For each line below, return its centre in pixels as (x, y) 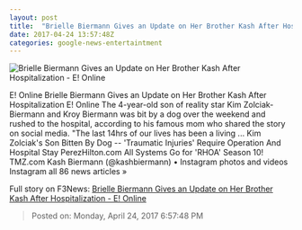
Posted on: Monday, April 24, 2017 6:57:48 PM (117, 216)
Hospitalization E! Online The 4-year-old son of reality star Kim (125, 105)
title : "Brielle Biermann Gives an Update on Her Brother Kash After (144, 26)
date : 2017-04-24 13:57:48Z (62, 34)
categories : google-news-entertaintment (86, 43)
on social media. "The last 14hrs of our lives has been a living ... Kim (135, 133)
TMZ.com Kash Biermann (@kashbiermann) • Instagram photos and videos (149, 162)
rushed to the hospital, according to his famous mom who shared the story (147, 124)
